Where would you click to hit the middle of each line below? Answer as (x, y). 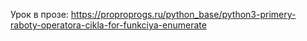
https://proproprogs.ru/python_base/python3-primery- (183, 14)
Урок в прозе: (39, 14)
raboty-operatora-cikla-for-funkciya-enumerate (108, 25)
